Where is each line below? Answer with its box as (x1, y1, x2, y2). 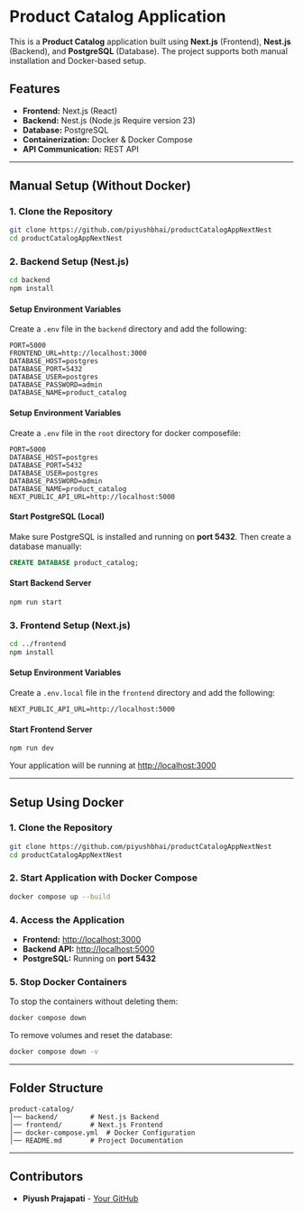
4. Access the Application (9, 913, 124, 926)
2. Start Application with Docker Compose (9, 871, 198, 884)
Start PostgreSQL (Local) (9, 511, 106, 522)
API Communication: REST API (22, 143, 140, 154)
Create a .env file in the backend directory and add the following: (9, 324, 247, 334)
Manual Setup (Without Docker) (9, 178, 191, 194)
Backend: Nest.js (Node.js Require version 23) (22, 114, 196, 125)
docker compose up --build (9, 892, 111, 901)
